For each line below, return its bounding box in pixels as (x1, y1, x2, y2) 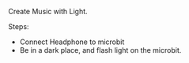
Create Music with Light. (8, 7, 89, 16)
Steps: (8, 22, 29, 31)
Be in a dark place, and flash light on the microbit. (19, 46, 182, 54)
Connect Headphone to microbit (19, 37, 125, 46)
